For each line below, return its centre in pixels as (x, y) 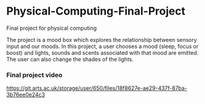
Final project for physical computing (52, 28)
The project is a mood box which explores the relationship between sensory (102, 40)
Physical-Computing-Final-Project (96, 11)
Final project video (34, 75)
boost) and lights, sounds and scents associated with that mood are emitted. (103, 52)
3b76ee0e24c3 (26, 95)
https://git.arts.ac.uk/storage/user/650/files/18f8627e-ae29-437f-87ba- (97, 88)
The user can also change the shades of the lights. (70, 59)
